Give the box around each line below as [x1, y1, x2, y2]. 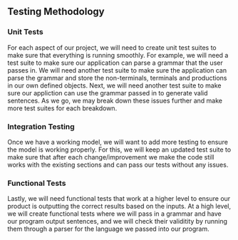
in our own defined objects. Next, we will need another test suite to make [7, 81, 222, 90]
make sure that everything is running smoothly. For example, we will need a [7, 51, 229, 59]
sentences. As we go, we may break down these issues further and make [7, 96, 223, 105]
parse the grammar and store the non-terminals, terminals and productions [7, 73, 227, 82]
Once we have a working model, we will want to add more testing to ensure [7, 137, 228, 146]
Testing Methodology [7, 6, 105, 18]
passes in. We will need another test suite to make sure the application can [7, 66, 227, 74]
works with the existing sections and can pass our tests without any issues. [7, 160, 229, 169]
